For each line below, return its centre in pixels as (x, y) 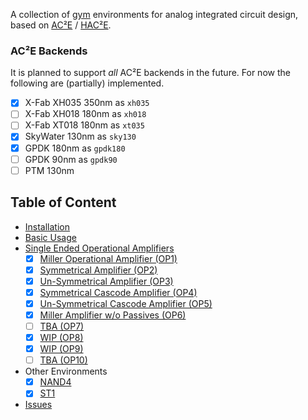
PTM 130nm (49, 170)
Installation (47, 226)
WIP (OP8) (61, 337)
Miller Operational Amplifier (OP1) (108, 258)
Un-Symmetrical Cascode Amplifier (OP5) (126, 303)
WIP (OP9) (61, 349)
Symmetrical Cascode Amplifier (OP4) (118, 292)
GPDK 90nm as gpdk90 (71, 159)
